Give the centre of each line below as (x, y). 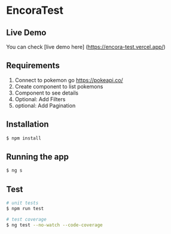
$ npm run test (25, 208)
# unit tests (22, 203)
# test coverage (26, 219)
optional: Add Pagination (45, 105)
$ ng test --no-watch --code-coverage (54, 225)
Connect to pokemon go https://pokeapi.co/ (69, 80)
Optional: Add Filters (40, 99)
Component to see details (47, 93)
